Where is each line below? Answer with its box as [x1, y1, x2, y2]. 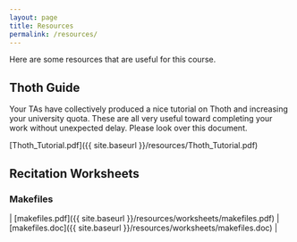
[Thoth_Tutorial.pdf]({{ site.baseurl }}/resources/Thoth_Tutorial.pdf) [9, 140, 259, 151]
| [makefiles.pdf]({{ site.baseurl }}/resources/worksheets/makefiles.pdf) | [9, 213, 280, 223]
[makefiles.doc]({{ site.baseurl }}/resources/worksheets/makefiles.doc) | [9, 222, 278, 233]
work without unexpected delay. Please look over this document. [9, 122, 248, 134]
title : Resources [9, 21, 74, 30]
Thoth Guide [9, 79, 81, 95]
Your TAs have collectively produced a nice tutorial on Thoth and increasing [9, 104, 289, 114]
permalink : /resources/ [9, 29, 98, 38]
